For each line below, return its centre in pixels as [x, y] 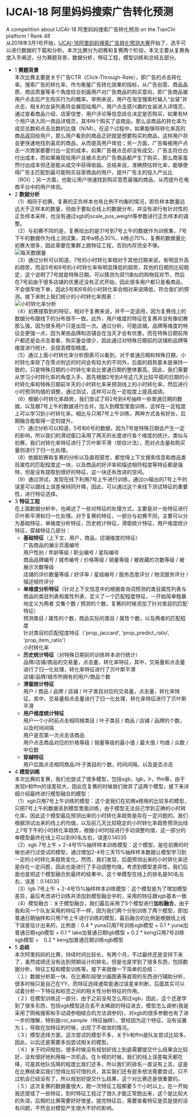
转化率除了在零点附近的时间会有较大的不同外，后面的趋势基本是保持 [101, 362]
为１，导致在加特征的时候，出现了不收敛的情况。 [73, 1028]
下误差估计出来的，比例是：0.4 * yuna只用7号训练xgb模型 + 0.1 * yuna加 [101, 925]
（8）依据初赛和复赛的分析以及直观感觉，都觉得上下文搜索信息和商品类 [100, 457]
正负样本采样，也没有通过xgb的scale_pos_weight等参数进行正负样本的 [99, 216]
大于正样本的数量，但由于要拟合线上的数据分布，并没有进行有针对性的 [104, 209]
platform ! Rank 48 [28, 36]
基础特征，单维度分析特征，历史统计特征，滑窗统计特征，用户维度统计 [104, 523]
